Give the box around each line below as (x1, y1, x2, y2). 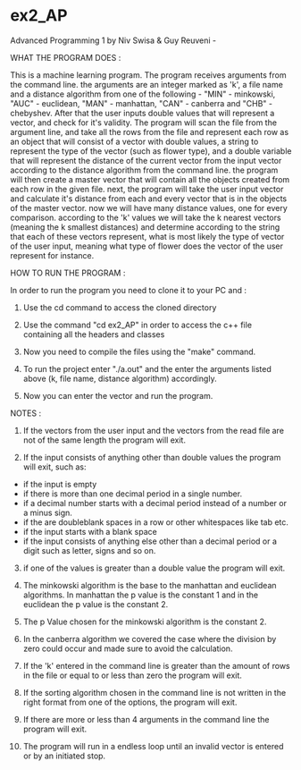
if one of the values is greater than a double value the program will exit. (22, 563, 286, 573)
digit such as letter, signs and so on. (22, 545, 156, 555)
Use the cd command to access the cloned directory (22, 301, 217, 313)
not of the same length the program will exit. (22, 435, 187, 445)
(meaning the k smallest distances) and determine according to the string (10, 221, 280, 233)
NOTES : (10, 408, 42, 419)
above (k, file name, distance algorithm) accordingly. (22, 373, 217, 384)
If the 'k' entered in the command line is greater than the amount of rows (22, 660, 290, 671)
